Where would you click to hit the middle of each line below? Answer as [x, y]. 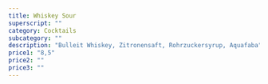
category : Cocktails [43, 30]
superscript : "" [35, 23]
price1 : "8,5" [32, 53]
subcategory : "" [35, 38]
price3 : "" [26, 68]
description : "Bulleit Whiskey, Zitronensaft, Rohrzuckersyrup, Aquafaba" [135, 46]
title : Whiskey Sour [43, 16]
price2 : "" [26, 61]
